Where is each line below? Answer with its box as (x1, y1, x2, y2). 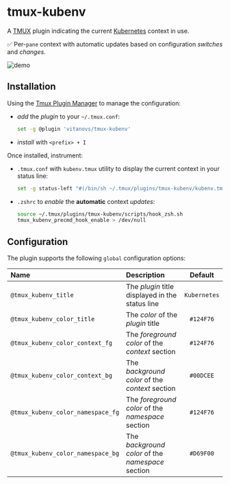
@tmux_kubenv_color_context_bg (10, 372, 113, 380)
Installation (7, 81, 56, 92)
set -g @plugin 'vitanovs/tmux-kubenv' (16, 125, 131, 132)
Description (125, 270, 166, 280)
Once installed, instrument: (7, 151, 84, 160)
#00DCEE (189, 372, 214, 380)
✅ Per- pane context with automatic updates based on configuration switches (7, 40, 223, 48)
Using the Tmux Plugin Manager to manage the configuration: (7, 99, 181, 107)
